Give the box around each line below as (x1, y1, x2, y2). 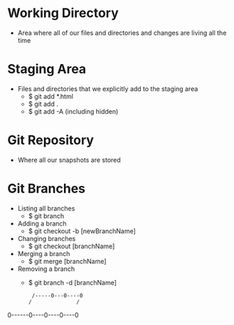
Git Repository (7, 132, 95, 149)
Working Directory (7, 5, 119, 21)
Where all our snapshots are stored (17, 155, 121, 164)
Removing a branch (17, 265, 75, 273)
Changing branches (17, 234, 76, 243)
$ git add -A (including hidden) (28, 107, 119, 115)
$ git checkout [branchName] (28, 242, 115, 250)
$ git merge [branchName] (28, 257, 107, 265)
